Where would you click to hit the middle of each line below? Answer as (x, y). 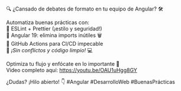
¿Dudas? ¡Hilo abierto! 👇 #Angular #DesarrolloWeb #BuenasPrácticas (91, 82)
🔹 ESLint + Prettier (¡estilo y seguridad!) (54, 28)
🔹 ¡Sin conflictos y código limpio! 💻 (49, 50)
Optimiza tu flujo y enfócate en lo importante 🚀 (63, 64)
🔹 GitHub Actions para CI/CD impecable (55, 44)
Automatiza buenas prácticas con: (48, 22)
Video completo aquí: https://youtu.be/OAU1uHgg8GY (72, 70)
